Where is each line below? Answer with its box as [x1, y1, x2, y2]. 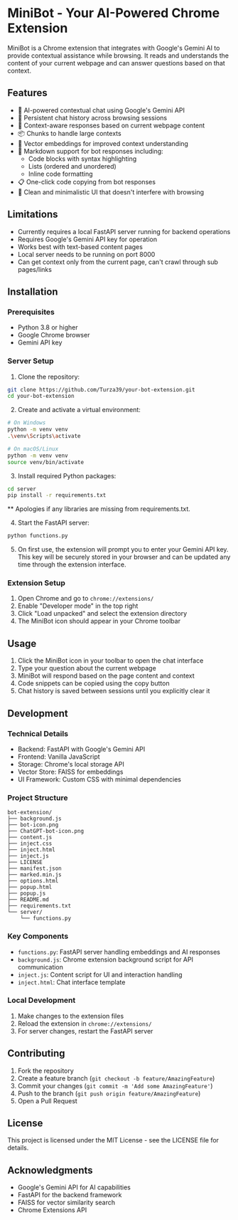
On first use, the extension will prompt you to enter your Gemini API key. [17, 545, 229, 554]
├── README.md [7, 896, 50, 903]
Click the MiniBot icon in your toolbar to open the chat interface [17, 656, 204, 665]
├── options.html [7, 878, 59, 885]
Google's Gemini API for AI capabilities [17, 1183, 131, 1192]
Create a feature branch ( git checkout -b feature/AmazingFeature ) [17, 1073, 215, 1083]
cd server [7, 485, 37, 493]
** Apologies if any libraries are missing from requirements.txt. [7, 505, 190, 513]
